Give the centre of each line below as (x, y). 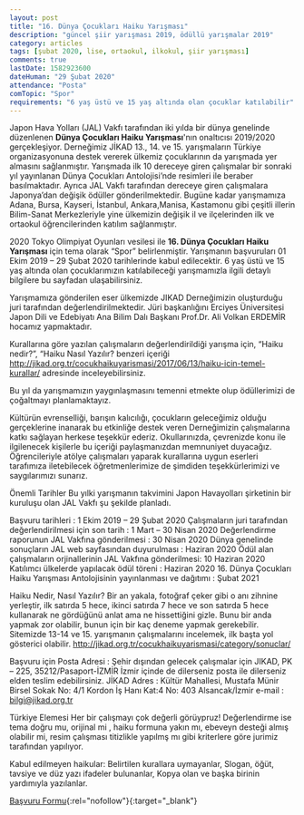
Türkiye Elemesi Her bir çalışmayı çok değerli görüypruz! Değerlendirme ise (151, 718)
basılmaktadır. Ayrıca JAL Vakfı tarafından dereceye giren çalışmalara (139, 186)
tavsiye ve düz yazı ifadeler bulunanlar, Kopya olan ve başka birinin (135, 774)
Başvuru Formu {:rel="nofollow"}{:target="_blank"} (103, 801)
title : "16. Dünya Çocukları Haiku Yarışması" (99, 26)
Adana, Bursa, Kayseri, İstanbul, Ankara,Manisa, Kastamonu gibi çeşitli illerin (152, 205)
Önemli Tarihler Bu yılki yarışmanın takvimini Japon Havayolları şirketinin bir (151, 493)
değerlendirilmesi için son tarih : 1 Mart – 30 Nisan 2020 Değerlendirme (143, 530)
